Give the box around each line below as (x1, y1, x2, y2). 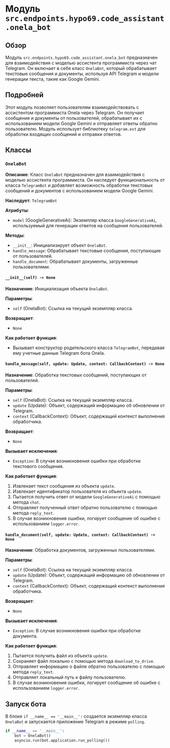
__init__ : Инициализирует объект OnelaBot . (12, 242, 107, 248)
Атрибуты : (5, 207, 29, 213)
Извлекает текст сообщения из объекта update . (12, 483, 116, 489)
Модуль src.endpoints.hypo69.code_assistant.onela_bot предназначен (5, 54, 158, 60)
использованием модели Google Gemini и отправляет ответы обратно (5, 120, 158, 126)
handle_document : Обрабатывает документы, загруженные (12, 258, 139, 264)
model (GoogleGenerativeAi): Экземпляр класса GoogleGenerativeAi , (12, 217, 157, 223)
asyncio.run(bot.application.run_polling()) (14, 738, 110, 743)
